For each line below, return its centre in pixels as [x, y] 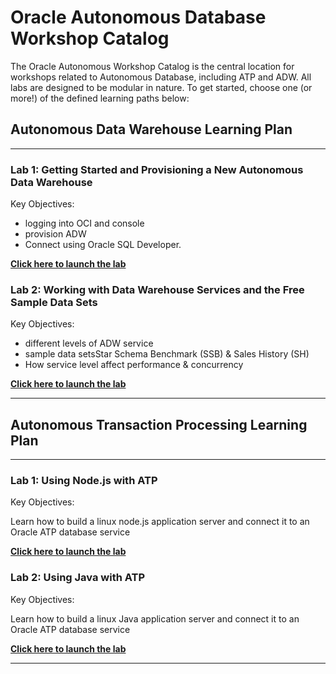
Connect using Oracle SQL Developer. [103, 245]
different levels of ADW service [89, 343]
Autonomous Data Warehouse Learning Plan [151, 129]
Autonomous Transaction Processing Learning [159, 424]
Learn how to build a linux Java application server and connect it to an [155, 618]
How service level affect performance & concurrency [134, 365]
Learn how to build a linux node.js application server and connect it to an [160, 522]
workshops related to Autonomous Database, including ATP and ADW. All [161, 77]
